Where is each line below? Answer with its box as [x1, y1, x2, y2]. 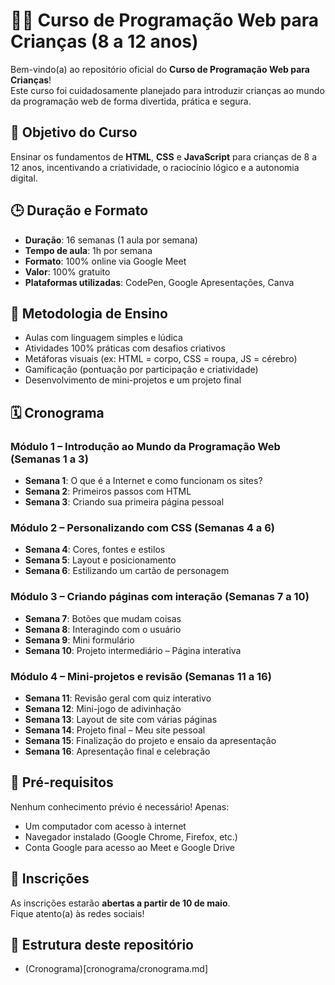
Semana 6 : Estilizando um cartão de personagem [24, 565, 230, 577]
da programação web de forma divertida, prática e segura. [10, 95, 252, 107]
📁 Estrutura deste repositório [10, 936, 194, 953]
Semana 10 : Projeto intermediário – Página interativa [24, 644, 242, 656]
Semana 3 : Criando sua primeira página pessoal [24, 496, 225, 508]
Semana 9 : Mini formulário [24, 634, 135, 646]
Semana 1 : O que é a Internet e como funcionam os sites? [24, 475, 263, 487]
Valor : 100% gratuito [24, 265, 111, 278]
